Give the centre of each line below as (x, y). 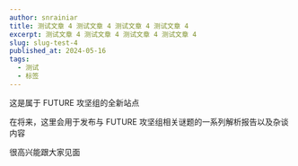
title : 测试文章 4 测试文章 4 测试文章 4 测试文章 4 (99, 26)
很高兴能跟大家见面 (45, 152)
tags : (19, 59)
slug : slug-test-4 (44, 43)
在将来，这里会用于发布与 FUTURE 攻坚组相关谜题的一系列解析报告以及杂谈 (149, 121)
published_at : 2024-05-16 (57, 51)
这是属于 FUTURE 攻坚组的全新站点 (74, 102)
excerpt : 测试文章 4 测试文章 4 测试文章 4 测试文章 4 (103, 34)
